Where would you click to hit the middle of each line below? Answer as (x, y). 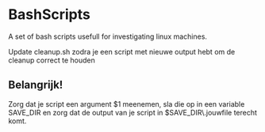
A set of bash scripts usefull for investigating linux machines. (108, 36)
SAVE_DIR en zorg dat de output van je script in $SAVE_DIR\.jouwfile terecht (133, 112)
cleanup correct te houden (52, 60)
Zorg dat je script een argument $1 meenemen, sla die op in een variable (127, 104)
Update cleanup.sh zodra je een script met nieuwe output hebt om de (122, 51)
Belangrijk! (36, 85)
